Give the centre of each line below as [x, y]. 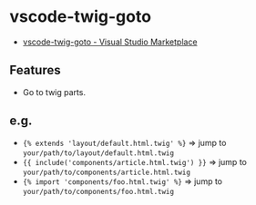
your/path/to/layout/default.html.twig [98, 153]
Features [35, 70]
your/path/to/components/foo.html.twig [98, 191]
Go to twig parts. [54, 92]
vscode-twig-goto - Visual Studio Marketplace [110, 42]
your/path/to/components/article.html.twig [107, 172]
